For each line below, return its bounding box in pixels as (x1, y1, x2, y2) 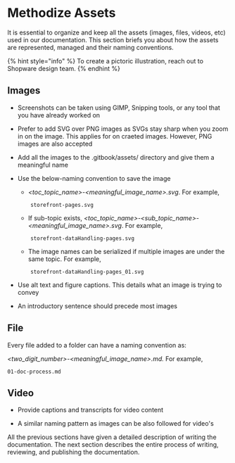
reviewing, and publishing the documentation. (7, 448, 140, 457)
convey (17, 288, 39, 296)
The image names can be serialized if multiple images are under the (27, 247, 225, 255)
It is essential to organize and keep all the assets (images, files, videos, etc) (7, 28, 227, 37)
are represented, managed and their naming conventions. (7, 43, 174, 51)
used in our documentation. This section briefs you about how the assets (7, 35, 219, 44)
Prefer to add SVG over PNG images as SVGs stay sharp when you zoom (17, 125, 229, 133)
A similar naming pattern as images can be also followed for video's (17, 419, 215, 428)
